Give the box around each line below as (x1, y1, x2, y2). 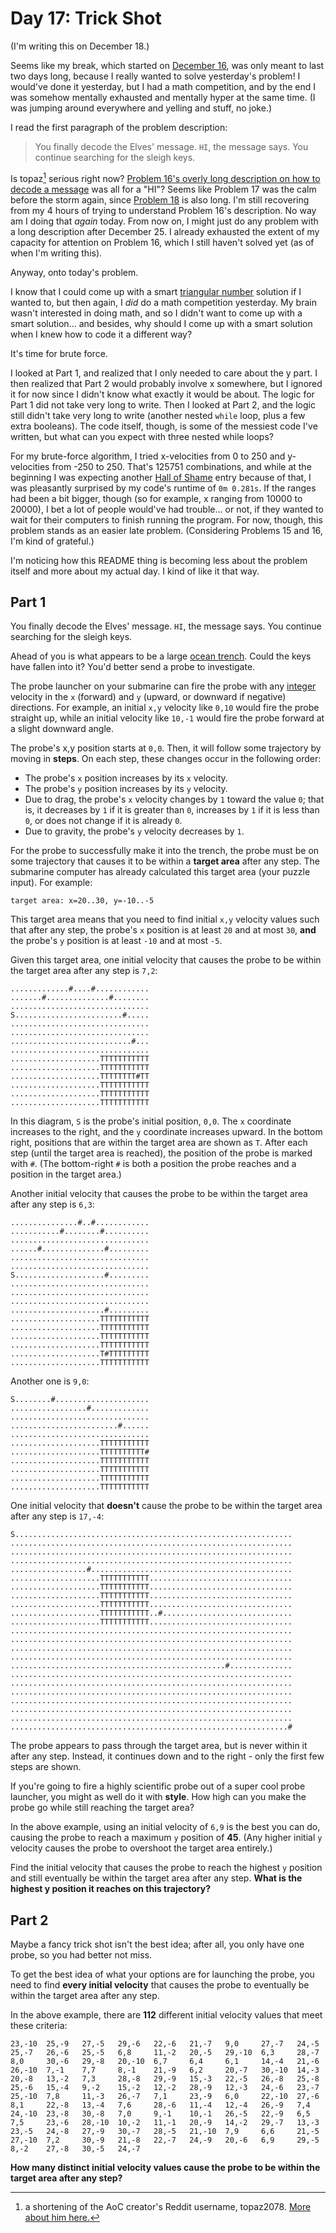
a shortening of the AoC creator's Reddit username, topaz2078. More (24, 2201, 312, 2213)
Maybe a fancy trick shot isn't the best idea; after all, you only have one (10, 1938, 305, 1951)
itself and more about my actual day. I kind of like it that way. (10, 565, 260, 577)
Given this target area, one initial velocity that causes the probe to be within (10, 954, 322, 966)
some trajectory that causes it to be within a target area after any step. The (10, 855, 320, 867)
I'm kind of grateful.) (10, 535, 95, 547)
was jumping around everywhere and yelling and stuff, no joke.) (10, 102, 273, 114)
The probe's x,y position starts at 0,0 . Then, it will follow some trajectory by (10, 742, 322, 754)
